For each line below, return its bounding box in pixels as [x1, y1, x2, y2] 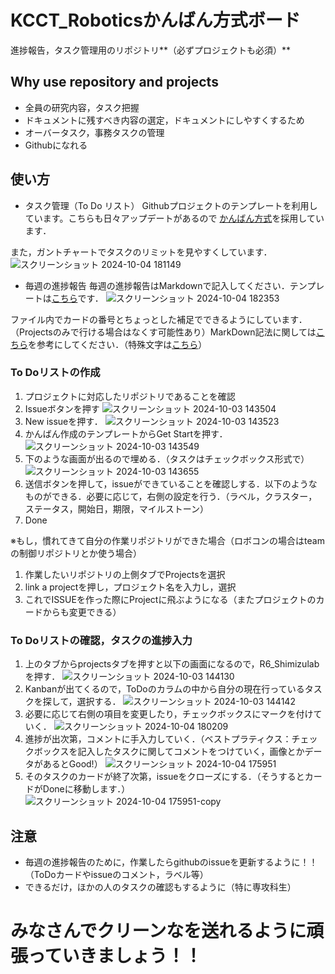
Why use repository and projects [10, 74, 219, 91]
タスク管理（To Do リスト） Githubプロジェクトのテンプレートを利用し [24, 199, 318, 211]
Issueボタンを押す [24, 402, 100, 415]
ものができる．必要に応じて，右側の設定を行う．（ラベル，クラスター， [24, 490, 318, 502]
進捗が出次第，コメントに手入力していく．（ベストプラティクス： [24, 733, 292, 745]
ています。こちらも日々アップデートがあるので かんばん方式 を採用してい [24, 212, 325, 224]
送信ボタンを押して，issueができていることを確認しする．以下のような [24, 477, 318, 490]
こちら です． [51, 292, 104, 304]
